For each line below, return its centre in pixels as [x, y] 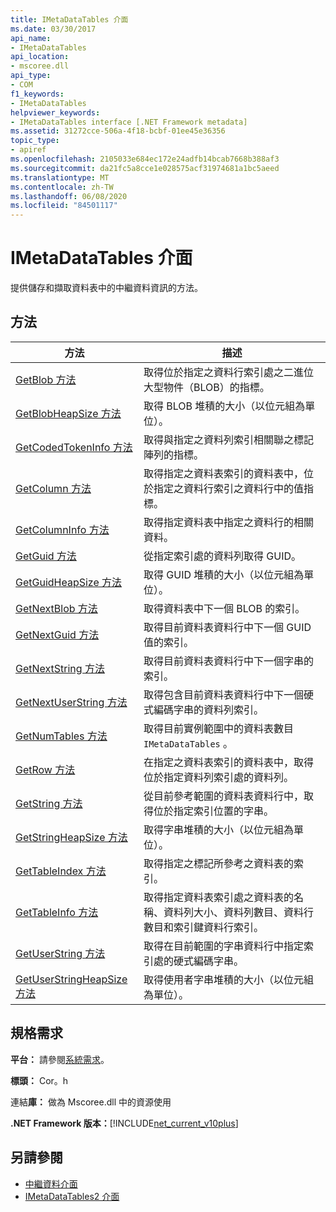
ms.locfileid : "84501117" [64, 206]
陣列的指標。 [173, 454]
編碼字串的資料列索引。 [208, 709]
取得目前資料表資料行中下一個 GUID [227, 627]
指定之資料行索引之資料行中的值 [228, 488]
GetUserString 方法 [60, 953]
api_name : [31, 38]
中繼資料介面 [51, 1183]
